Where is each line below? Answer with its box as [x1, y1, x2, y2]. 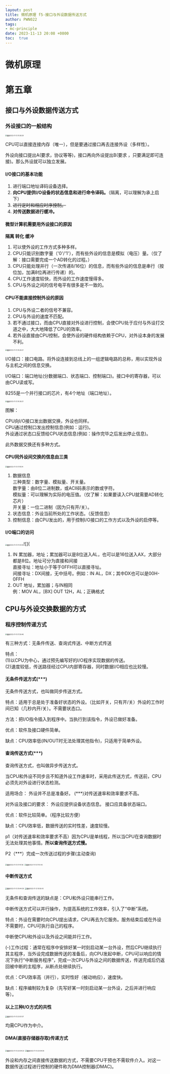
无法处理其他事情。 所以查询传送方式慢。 [5, 840, 90, 846]
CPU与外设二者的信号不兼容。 [12, 307, 76, 313]
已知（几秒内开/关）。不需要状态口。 [9, 705, 85, 711]
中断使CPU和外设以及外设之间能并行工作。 [5, 934, 95, 940]
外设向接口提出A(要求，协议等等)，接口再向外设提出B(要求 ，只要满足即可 [5, 152, 159, 158]
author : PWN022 [5, 17, 37, 22]
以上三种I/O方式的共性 [5, 1004, 52, 1010]
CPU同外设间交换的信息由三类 [5, 454, 68, 460]
